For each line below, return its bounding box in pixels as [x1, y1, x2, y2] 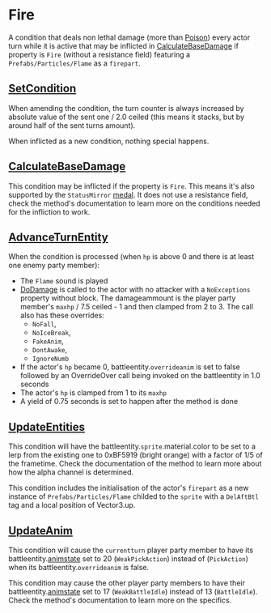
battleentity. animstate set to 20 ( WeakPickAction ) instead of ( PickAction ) [8, 554, 249, 564]
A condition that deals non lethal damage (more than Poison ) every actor [8, 32, 251, 42]
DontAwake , [32, 345, 68, 355]
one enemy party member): [8, 261, 100, 270]
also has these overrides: [19, 310, 105, 321]
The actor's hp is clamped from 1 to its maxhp [19, 388, 167, 398]
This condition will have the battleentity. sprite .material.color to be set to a [8, 441, 256, 451]
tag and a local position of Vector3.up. [8, 500, 136, 510]
